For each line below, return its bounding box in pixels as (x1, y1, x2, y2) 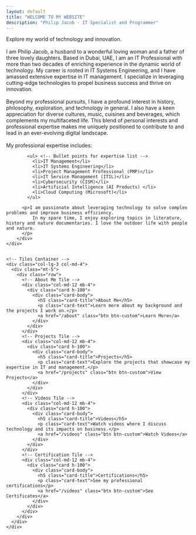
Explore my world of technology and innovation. (6, 36, 122, 43)
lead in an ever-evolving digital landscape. (6, 129, 109, 137)
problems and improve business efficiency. (6, 210, 114, 216)
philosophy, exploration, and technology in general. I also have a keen (6, 104, 175, 112)
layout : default (6, 8, 46, 15)
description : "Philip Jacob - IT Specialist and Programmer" (6, 19, 159, 25)
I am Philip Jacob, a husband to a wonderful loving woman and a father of (6, 48, 185, 55)
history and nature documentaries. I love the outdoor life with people (6, 220, 188, 227)
